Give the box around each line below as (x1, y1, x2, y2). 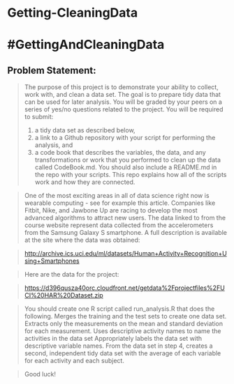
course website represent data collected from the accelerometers (24, 221, 214, 229)
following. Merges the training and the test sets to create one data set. (24, 312, 227, 321)
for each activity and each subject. (24, 357, 124, 365)
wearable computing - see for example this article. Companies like (24, 199, 216, 207)
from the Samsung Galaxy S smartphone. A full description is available (24, 229, 227, 237)
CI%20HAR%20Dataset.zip (24, 291, 103, 300)
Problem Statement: (7, 64, 96, 76)
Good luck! (24, 370, 56, 378)
